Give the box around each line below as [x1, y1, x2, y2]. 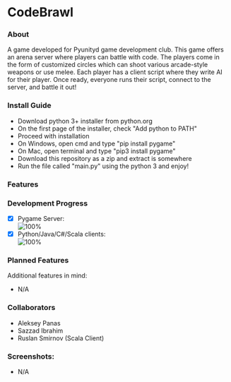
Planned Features [7, 256, 69, 265]
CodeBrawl [7, 4, 74, 20]
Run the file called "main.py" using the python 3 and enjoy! [17, 162, 189, 170]
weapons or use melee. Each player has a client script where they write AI [7, 68, 223, 76]
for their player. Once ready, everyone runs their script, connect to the [7, 76, 211, 84]
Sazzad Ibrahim [17, 326, 64, 335]
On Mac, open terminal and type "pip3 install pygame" [17, 146, 176, 155]
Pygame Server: [17, 215, 65, 222]
